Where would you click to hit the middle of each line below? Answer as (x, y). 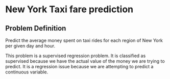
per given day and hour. (30, 46)
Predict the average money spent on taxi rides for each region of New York (84, 40)
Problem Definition (36, 28)
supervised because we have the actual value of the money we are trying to (85, 61)
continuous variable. (27, 72)
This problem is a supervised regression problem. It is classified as (76, 56)
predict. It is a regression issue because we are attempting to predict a (79, 67)
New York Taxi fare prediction (69, 9)
